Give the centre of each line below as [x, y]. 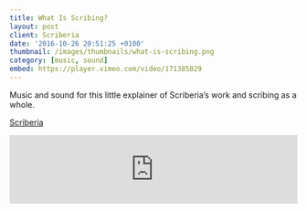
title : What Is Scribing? [58, 18]
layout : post [34, 26]
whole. [22, 104]
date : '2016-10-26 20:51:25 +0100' [77, 43]
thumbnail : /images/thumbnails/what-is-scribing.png [112, 52]
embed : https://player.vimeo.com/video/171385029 [106, 69]
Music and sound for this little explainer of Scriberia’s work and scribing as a [153, 95]
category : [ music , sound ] [58, 60]
